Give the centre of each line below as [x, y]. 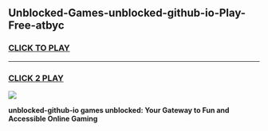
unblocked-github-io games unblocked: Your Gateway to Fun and [119, 110]
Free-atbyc [37, 26]
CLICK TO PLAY [39, 48]
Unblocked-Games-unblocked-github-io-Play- [127, 13]
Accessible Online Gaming [53, 118]
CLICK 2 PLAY [36, 78]
